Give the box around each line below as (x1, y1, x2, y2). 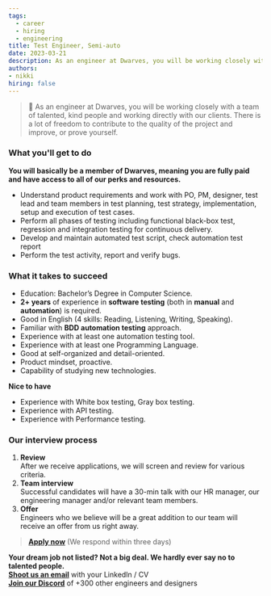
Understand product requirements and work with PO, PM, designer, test (19, 190, 258, 199)
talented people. (8, 561, 65, 571)
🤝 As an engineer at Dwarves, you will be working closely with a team (27, 102, 260, 111)
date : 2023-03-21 (8, 49, 67, 57)
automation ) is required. (19, 306, 102, 316)
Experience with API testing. (19, 405, 115, 416)
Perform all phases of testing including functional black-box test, (19, 216, 236, 225)
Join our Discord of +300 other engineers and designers (8, 578, 198, 588)
